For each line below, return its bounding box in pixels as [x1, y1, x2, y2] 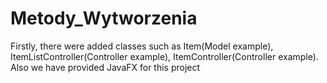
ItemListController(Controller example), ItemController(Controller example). [10, 50, 319, 62]
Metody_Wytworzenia [10, 7, 198, 30]
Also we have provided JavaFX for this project [10, 61, 201, 73]
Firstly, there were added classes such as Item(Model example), [10, 40, 274, 52]
